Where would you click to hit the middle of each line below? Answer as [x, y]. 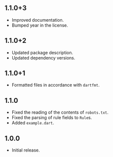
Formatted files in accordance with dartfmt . [56, 85]
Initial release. [26, 150]
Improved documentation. [38, 20]
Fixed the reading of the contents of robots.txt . [60, 112]
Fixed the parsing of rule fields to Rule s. [52, 118]
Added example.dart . [33, 123]
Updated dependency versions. [43, 58]
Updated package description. [42, 52]
